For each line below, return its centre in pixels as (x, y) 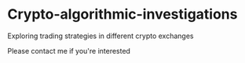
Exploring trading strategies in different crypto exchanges (101, 36)
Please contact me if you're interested (69, 51)
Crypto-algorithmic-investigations (122, 14)
